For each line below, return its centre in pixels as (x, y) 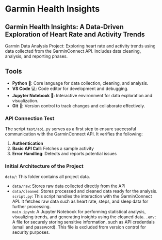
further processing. (31, 207)
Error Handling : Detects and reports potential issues (65, 154)
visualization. (25, 101)
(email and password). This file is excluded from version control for (79, 227)
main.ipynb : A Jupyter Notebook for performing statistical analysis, (79, 212)
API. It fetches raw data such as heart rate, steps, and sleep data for (80, 201)
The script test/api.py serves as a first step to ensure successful (71, 129)
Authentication (28, 143)
